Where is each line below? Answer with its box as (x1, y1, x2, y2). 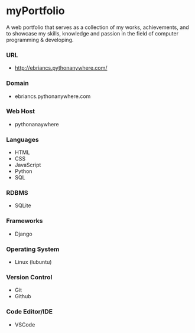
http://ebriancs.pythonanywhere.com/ (14, 64, 108, 71)
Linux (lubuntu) (14, 259, 52, 266)
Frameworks (6, 217, 43, 225)
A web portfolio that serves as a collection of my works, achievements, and (6, 24, 189, 31)
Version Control (6, 273, 53, 281)
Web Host (6, 107, 35, 116)
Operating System (6, 245, 60, 253)
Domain (6, 79, 29, 87)
